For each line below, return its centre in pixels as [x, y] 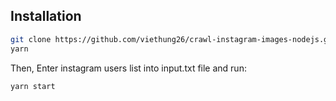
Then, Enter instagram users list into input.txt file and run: [128, 68]
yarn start [33, 86]
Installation [46, 16]
